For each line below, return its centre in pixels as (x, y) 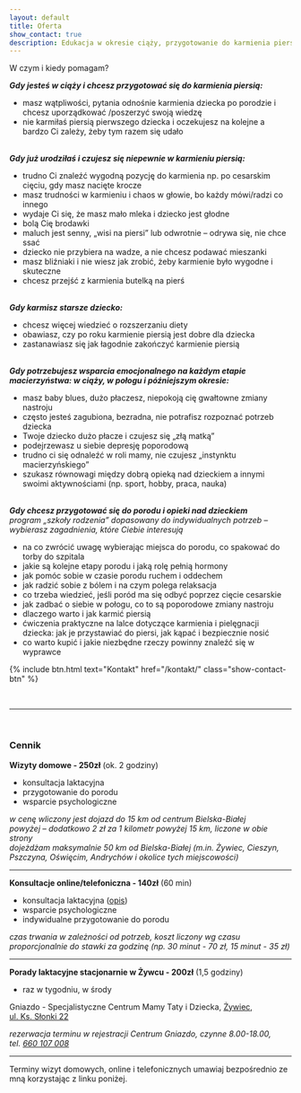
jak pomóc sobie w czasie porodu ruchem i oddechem (122, 576)
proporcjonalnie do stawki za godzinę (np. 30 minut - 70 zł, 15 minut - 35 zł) (150, 946)
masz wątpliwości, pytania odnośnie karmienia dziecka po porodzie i (149, 103)
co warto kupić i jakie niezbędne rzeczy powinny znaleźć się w (138, 643)
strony (21, 838)
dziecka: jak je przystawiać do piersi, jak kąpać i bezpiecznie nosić (146, 633)
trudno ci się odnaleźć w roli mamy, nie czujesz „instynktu (129, 455)
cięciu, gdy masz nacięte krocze (82, 186)
